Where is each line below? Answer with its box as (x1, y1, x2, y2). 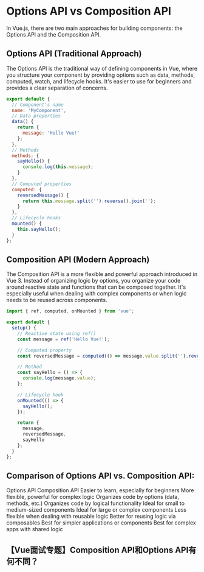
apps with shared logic (6, 526, 63, 533)
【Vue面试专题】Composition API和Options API (6, 545, 189, 555)
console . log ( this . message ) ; (22, 164, 94, 170)
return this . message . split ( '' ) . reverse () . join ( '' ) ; (22, 198, 156, 204)
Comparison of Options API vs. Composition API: (6, 470, 195, 481)
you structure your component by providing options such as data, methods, (6, 71, 195, 79)
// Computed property (17, 347, 72, 353)
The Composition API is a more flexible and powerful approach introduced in (6, 270, 198, 278)
